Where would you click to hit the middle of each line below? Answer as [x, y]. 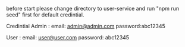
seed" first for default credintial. [45, 15]
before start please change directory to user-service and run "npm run [93, 9]
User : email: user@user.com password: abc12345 [68, 37]
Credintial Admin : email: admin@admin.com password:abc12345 [86, 26]
